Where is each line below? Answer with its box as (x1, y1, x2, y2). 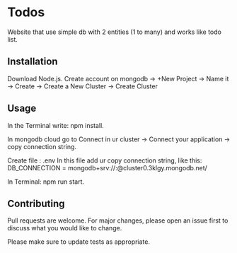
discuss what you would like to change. (7, 224, 122, 233)
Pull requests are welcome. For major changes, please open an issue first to (7, 216, 229, 225)
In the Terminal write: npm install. (7, 121, 104, 129)
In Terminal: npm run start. (7, 177, 85, 186)
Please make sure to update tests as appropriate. (7, 237, 151, 246)
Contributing (7, 197, 65, 209)
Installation (7, 56, 58, 68)
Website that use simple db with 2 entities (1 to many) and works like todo (7, 28, 221, 36)
